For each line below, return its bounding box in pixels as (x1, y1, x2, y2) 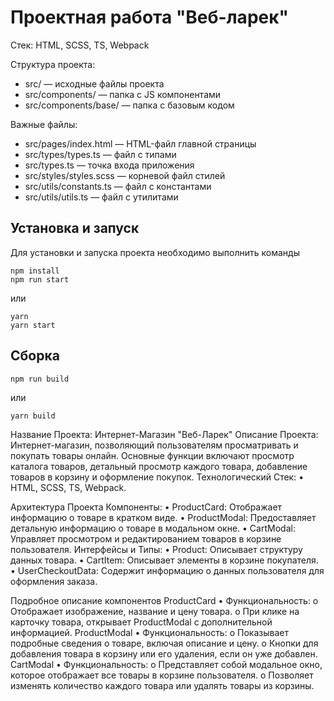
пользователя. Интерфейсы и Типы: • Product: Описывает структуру (10, 543, 303, 555)
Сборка (10, 347, 60, 365)
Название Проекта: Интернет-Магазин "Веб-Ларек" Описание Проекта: (10, 428, 319, 440)
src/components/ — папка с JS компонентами (24, 88, 222, 100)
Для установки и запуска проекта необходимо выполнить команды (10, 246, 300, 258)
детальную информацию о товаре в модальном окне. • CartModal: (10, 522, 296, 534)
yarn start (10, 320, 56, 330)
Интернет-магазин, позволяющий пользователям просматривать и (10, 439, 299, 451)
